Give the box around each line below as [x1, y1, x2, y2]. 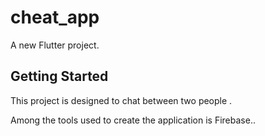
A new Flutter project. [10, 39, 100, 51]
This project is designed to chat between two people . [10, 94, 233, 106]
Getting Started [10, 68, 109, 85]
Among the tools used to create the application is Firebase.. [10, 114, 256, 126]
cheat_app [10, 6, 100, 29]
